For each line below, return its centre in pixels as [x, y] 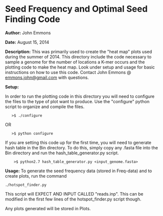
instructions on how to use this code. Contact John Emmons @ [68, 72]
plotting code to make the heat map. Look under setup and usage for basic [80, 67]
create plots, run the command [36, 176]
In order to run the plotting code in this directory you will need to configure [80, 96]
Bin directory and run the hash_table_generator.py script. [62, 153]
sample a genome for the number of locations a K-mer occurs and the [75, 62]
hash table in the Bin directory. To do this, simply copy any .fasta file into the [81, 147]
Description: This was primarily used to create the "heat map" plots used [79, 52]
